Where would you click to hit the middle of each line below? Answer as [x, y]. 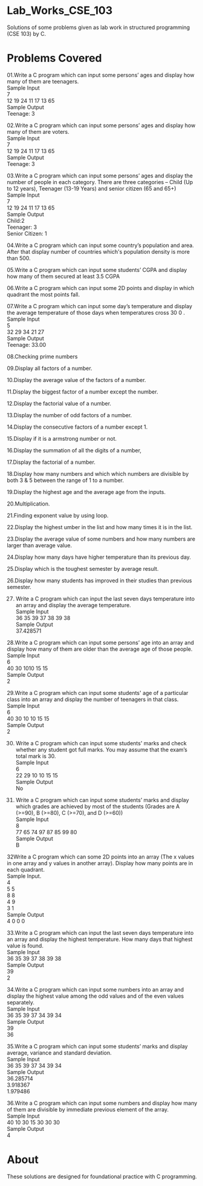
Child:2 [16, 220]
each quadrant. [26, 869]
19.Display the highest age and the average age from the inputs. [86, 492]
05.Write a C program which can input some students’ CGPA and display [97, 269]
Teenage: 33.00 [27, 344]
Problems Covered [54, 58]
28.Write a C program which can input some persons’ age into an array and [101, 642]
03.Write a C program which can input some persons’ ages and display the [100, 176]
